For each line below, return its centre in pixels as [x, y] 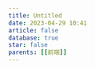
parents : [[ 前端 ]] [38, 52]
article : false [34, 30]
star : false [28, 45]
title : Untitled [35, 15]
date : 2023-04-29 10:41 [48, 23]
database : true [34, 38]
